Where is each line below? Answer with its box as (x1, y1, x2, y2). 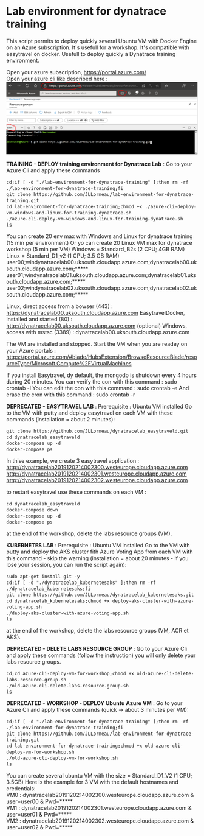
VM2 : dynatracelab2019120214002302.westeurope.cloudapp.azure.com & (6, 817, 194, 824)
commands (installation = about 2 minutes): (6, 415, 115, 423)
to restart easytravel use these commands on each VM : (6, 488, 147, 496)
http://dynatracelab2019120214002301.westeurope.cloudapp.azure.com (6, 470, 187, 477)
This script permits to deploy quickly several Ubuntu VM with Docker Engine (6, 37, 197, 44)
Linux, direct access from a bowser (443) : (6, 303, 114, 310)
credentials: (6, 784, 36, 792)
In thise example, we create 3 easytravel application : (6, 457, 140, 464)
